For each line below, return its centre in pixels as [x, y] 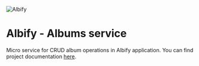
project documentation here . [41, 56]
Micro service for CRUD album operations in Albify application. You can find [100, 50]
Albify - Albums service [67, 34]
